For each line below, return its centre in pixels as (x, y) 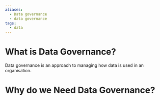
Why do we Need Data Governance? (80, 90)
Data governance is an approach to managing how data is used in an (74, 65)
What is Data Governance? (61, 52)
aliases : (14, 10)
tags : (11, 23)
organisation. (18, 71)
